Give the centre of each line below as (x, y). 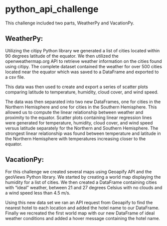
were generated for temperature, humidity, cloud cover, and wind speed (79, 122)
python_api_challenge (52, 9)
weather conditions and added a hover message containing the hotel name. (83, 218)
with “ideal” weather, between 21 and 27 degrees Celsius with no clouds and (84, 187)
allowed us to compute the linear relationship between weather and (74, 112)
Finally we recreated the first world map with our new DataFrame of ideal (80, 213)
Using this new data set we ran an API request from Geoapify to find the (79, 202)
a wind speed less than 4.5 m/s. (38, 193)
